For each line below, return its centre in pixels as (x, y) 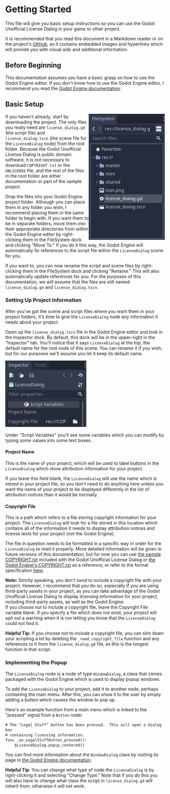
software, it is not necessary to (37, 160)
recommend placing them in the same (45, 213)
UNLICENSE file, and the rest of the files (45, 170)
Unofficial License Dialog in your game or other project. (63, 28)
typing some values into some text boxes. (49, 440)
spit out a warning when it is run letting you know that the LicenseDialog (80, 618)
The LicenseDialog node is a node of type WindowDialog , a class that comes (84, 674)
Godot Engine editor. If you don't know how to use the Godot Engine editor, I (84, 83)
